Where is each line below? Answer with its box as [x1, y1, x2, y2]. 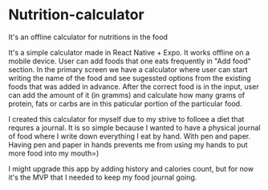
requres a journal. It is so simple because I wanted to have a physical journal [8, 123, 261, 132]
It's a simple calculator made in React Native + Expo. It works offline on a [8, 47, 250, 57]
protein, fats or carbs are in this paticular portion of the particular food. [8, 99, 242, 108]
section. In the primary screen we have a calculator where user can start [8, 64, 248, 74]
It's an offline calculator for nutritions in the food [8, 32, 169, 42]
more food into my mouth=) [8, 148, 99, 158]
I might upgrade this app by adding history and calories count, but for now [8, 164, 254, 173]
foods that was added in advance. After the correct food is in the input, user [8, 82, 259, 91]
